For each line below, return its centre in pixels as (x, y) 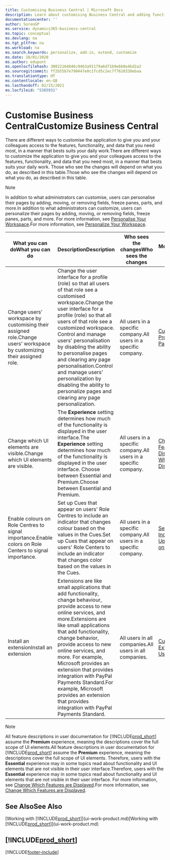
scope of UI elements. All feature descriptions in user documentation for (80, 747)
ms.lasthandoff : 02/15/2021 (35, 85)
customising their (28, 325)
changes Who (137, 250)
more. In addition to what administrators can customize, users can (73, 208)
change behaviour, (80, 600)
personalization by (79, 379)
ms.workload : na (22, 48)
